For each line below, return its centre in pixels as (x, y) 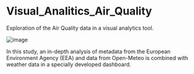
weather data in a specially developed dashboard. (69, 64)
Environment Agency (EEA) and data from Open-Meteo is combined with (97, 58)
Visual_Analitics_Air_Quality (79, 11)
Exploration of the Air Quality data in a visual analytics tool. (80, 28)
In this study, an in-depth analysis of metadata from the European (88, 51)
